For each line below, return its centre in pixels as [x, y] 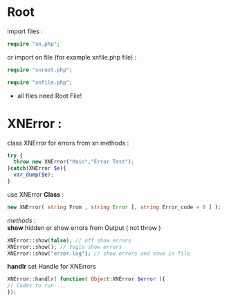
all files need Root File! [49, 96]
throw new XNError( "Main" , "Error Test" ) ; [74, 162]
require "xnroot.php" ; [40, 70]
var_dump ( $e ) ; [34, 175]
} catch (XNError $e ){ [37, 168]
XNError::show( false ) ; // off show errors [69, 240]
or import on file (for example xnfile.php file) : [72, 57]
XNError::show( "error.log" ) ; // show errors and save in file [99, 254]
